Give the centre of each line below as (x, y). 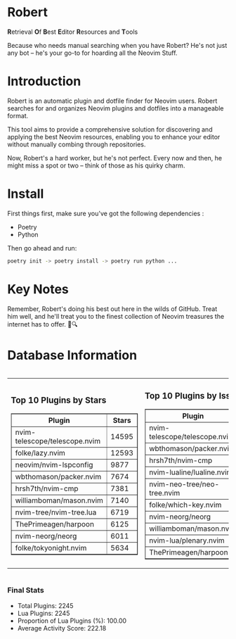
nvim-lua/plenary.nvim (186, 540)
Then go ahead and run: (42, 248)
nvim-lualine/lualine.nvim (191, 472)
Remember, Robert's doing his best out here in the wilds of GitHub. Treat (112, 309)
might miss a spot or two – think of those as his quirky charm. (96, 165)
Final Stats (26, 590)
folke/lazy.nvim (40, 453)
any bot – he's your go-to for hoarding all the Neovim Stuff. (92, 53)
